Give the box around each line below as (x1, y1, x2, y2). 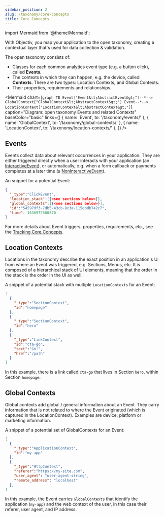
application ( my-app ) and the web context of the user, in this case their (5, 501, 147, 507)
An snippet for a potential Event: (5, 178, 70, 184)
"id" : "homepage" (14, 305, 48, 310)
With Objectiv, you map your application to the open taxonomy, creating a (5, 40, 154, 45)
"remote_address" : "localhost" (14, 477, 78, 483)
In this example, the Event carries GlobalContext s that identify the (5, 496, 138, 502)
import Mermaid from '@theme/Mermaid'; (5, 30, 90, 36)
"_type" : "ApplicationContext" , (14, 445, 78, 451)
